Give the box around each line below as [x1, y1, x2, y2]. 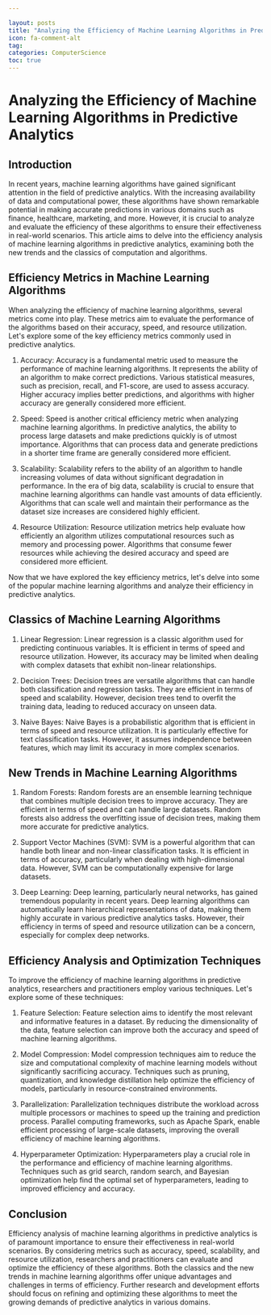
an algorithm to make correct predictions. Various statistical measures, [19, 372, 256, 382]
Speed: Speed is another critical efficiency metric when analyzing [19, 414, 240, 423]
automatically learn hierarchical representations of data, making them [19, 905, 252, 914]
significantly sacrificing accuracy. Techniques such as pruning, [19, 1067, 230, 1077]
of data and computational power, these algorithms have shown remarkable [8, 196, 260, 206]
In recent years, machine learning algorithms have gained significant [8, 179, 236, 188]
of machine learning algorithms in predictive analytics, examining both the [8, 239, 254, 249]
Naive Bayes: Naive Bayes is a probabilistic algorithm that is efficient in [19, 716, 256, 727]
